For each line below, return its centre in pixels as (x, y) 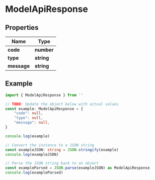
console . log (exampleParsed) (34, 173)
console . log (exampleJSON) (32, 154)
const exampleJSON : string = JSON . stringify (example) (62, 150)
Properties (22, 28)
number (44, 50)
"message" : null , (32, 123)
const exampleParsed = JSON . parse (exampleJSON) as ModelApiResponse (77, 168)
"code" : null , (29, 113)
